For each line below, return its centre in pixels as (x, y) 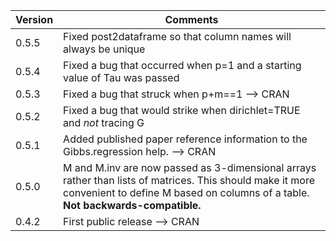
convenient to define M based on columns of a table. (186, 192)
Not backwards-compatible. (132, 205)
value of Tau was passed (121, 77)
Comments (191, 19)
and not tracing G (104, 122)
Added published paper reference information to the (185, 139)
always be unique (104, 49)
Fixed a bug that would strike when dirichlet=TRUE (182, 110)
